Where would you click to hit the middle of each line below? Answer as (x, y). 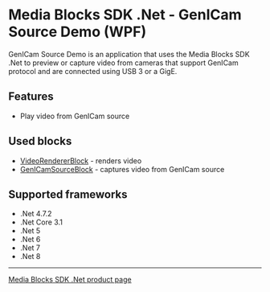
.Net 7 (30, 248)
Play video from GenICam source (75, 116)
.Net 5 (30, 231)
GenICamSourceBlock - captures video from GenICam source (122, 169)
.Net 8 (30, 257)
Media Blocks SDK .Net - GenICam (125, 15)
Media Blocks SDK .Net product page (70, 280)
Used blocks (40, 141)
